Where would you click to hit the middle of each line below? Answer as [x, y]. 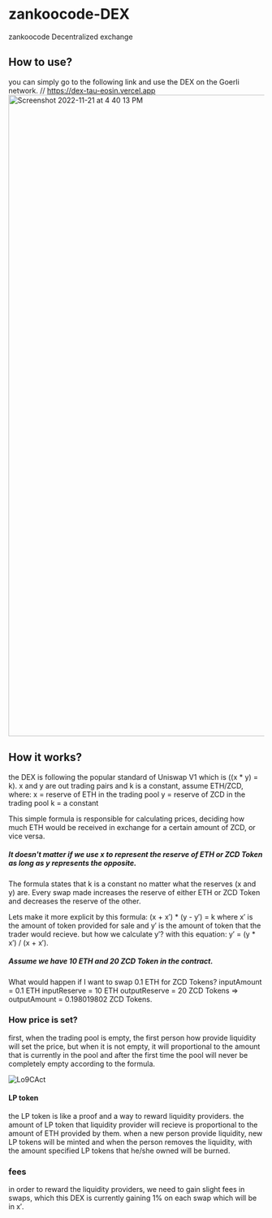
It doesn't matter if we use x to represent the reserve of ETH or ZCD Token [136, 855]
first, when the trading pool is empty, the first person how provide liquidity [132, 1037]
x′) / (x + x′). [28, 942]
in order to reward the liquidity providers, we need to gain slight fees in [127, 1190]
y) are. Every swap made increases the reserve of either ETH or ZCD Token [134, 892]
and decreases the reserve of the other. [75, 901]
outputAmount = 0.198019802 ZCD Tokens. [80, 999]
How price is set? [43, 1020]
